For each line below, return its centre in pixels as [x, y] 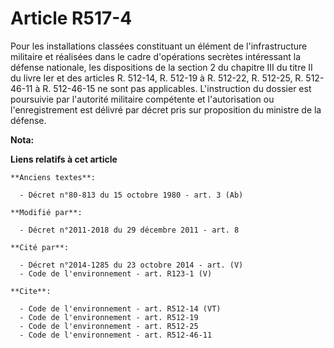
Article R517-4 [71, 18]
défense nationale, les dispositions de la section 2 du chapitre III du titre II [161, 67]
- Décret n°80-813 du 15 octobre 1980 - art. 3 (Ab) [131, 195]
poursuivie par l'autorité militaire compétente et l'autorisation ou [142, 99]
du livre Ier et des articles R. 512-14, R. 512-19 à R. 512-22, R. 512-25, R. [157, 78]
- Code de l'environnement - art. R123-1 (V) [116, 273]
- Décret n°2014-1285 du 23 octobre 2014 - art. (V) [131, 265]
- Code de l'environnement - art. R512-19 [109, 317]
